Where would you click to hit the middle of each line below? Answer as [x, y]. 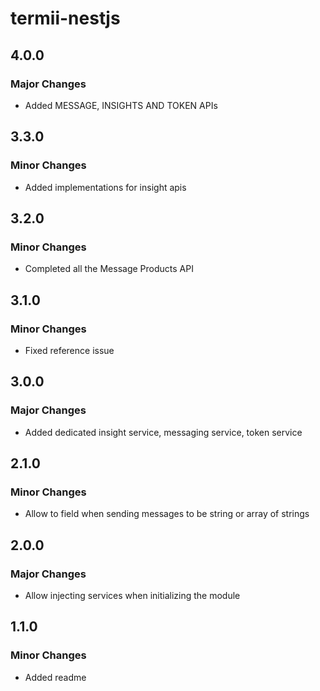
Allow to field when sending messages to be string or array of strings [167, 514]
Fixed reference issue [69, 350]
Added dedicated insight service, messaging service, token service [163, 432]
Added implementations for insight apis [105, 187]
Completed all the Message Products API [109, 269]
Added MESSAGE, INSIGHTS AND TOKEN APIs [121, 105]
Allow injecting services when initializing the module [132, 595]
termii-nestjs [65, 18]
